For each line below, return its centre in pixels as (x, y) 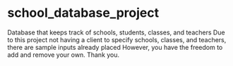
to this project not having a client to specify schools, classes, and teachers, (117, 39)
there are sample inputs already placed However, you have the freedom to (115, 47)
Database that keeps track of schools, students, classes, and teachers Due (116, 32)
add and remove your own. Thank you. (64, 55)
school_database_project (83, 13)
